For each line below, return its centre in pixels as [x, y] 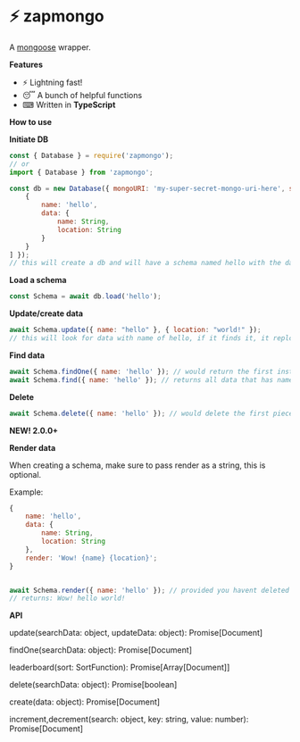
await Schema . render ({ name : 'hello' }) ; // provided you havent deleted [150, 590]
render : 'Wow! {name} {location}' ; [92, 558]
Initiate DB [29, 139]
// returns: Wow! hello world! [67, 598]
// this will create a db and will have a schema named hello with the [145, 263]
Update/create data [46, 313]
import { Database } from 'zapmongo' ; [81, 172]
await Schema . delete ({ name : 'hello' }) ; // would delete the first [139, 413]
